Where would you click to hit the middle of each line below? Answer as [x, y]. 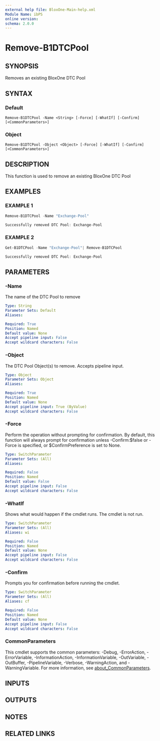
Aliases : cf [17, 601]
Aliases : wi [17, 532]
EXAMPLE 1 [19, 206]
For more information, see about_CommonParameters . [96, 668]
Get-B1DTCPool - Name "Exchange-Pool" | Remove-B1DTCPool [64, 247]
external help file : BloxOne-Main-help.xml [50, 10]
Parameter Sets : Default [31, 311]
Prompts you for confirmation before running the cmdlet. [63, 583]
